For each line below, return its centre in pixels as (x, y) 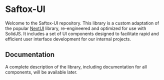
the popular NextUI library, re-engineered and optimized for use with (76, 28)
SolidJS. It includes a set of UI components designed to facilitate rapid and (82, 33)
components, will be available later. (41, 72)
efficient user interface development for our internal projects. (68, 39)
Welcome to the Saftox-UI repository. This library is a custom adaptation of (82, 23)
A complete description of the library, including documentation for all (76, 66)
